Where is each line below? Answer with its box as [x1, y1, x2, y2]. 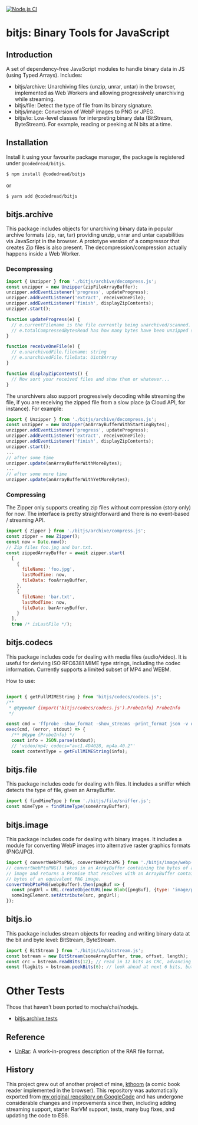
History [6, 1065, 34, 1075]
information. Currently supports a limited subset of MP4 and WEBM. [6, 666, 171, 673]
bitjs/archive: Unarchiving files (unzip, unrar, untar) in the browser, [14, 83, 176, 90]
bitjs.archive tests [14, 1015, 58, 1022]
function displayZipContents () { [6, 371, 88, 377]
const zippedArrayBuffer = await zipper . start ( [6, 550, 126, 556]
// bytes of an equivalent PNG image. [6, 876, 101, 882]
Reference [6, 1032, 45, 1042]
